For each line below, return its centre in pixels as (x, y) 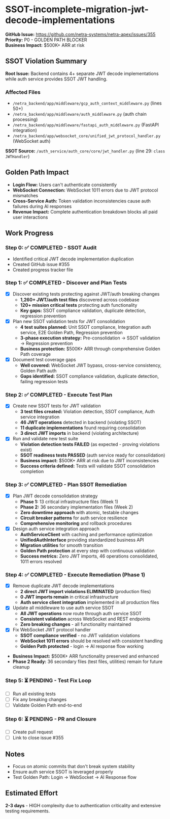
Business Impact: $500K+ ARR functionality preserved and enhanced (86, 656)
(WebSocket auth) (31, 141)
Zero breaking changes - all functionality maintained (76, 624)
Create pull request (33, 732)
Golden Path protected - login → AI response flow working (82, 646)
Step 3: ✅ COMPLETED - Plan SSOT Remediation (66, 485)
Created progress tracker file (43, 270)
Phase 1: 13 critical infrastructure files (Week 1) (69, 501)
